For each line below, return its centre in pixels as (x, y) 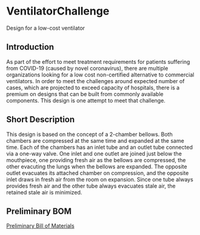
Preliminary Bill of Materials (40, 226)
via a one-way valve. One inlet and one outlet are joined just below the (94, 154)
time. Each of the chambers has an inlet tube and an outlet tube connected (99, 147)
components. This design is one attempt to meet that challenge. (86, 100)
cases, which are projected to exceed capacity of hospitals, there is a (93, 87)
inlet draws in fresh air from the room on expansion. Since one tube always (100, 179)
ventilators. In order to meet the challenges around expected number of (95, 81)
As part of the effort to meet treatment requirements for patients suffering (98, 61)
